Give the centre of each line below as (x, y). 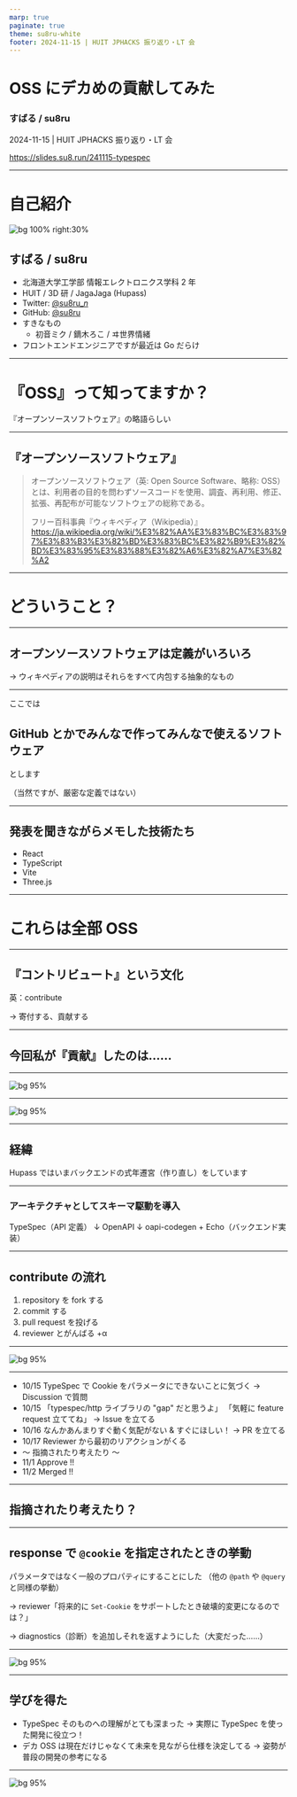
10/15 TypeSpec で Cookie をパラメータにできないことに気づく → (141, 1386)
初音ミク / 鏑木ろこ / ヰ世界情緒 (93, 334)
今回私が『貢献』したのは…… (91, 1055)
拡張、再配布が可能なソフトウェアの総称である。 (120, 503)
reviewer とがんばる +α (65, 1334)
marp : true (29, 17)
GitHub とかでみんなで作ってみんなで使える (129, 734)
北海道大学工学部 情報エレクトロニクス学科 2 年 (109, 282)
